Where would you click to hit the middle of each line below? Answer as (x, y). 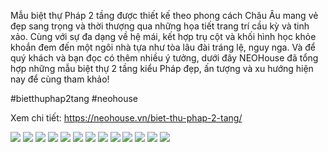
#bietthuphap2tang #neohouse (74, 98)
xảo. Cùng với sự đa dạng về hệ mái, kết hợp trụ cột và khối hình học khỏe (163, 36)
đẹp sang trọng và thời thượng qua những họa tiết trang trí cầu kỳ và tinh (160, 26)
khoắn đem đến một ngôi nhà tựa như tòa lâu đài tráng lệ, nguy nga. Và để (163, 47)
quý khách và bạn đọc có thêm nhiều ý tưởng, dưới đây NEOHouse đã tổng (164, 58)
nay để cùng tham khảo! (60, 79)
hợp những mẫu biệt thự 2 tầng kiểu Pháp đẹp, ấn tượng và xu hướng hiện (162, 68)
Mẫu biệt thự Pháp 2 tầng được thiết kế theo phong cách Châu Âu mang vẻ (164, 15)
